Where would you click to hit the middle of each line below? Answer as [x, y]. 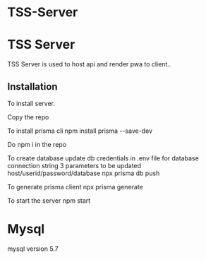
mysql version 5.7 [33, 249]
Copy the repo [28, 117]
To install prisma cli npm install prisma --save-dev [80, 131]
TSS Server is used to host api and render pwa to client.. [89, 64]
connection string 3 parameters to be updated [74, 165]
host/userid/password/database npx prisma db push [84, 173]
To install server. [31, 103]
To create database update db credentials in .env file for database [103, 158]
